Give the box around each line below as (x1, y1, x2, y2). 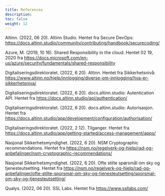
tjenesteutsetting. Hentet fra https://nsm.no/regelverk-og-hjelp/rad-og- (5, 165, 151, 171)
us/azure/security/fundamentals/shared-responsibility (5, 60, 115, 66)
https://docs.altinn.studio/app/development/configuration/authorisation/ (5, 115, 153, 122)
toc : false (5, 16, 28, 21)
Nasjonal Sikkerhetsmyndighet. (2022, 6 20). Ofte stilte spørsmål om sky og (5, 160, 160, 166)
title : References (5, 7, 43, 12)
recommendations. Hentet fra (5, 145, 65, 151)
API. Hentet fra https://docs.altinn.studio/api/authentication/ (5, 95, 128, 101)
